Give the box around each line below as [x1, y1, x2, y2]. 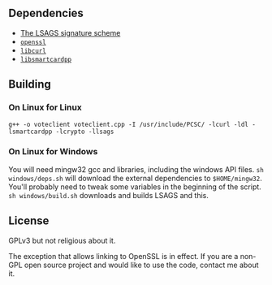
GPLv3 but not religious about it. [8, 235, 116, 245]
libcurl [19, 46, 46, 55]
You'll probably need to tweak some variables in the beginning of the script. [8, 182, 261, 192]
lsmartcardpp [8, 127, 53, 136]
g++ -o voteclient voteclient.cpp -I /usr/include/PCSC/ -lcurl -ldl [8, 120, 249, 128]
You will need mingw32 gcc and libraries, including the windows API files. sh [8, 164, 264, 174]
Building [8, 77, 51, 92]
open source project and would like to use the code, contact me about [24, 260, 259, 270]
